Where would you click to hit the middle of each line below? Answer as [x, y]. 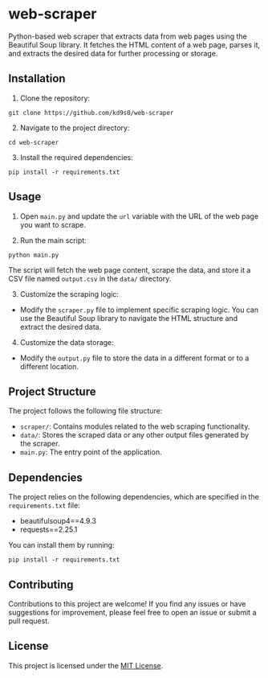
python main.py [34, 255]
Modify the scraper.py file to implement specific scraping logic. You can [139, 310]
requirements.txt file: [44, 505]
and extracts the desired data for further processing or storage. [113, 53]
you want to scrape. [53, 224]
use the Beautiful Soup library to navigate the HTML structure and [129, 318]
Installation [37, 78]
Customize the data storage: [67, 342]
